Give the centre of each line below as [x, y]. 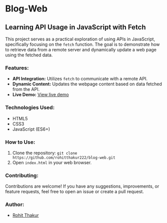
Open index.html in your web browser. [52, 162]
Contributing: [22, 175]
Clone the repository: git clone [45, 153]
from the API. [26, 89]
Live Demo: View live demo [40, 95]
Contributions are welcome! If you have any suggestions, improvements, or [82, 186]
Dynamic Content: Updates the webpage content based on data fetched [87, 84]
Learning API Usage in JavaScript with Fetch [76, 27]
